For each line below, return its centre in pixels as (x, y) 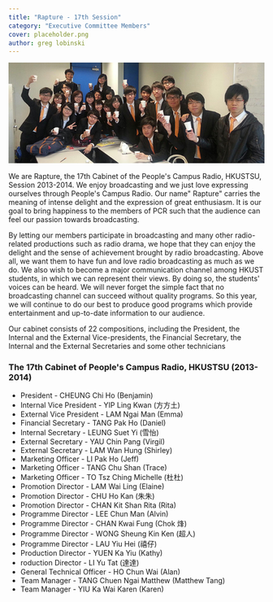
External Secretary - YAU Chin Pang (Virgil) (92, 441)
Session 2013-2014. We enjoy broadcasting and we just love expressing (128, 185)
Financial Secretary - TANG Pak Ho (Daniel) (93, 422)
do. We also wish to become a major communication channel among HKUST (136, 270)
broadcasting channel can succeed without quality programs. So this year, (133, 296)
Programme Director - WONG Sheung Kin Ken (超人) (108, 534)
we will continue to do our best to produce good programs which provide (131, 304)
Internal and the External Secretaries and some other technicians (117, 347)
